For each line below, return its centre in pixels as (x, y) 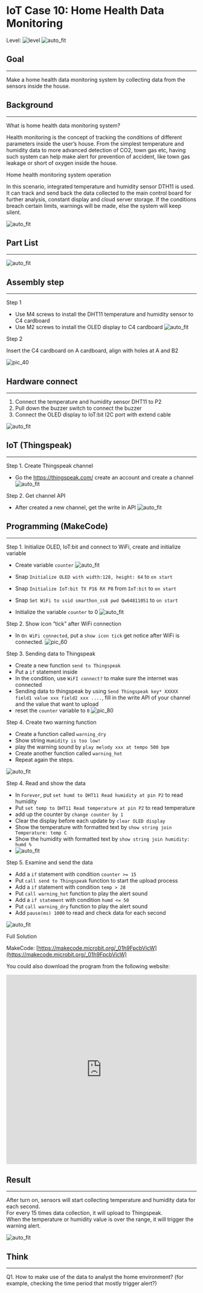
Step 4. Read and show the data (46, 783)
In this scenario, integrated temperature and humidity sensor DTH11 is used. (101, 186)
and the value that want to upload (57, 704)
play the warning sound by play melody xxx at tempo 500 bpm (92, 747)
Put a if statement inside (46, 672)
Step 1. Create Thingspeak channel (50, 466)
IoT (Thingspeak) (39, 445)
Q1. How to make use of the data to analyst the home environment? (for (95, 1277)
